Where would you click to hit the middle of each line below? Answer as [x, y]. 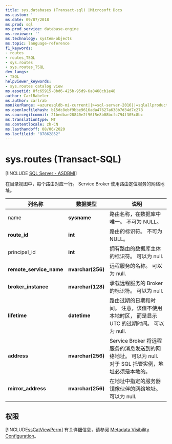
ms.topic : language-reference [38, 44]
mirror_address [27, 389]
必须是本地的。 [133, 372]
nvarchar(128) [87, 287]
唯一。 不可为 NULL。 [136, 222]
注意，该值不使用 [142, 308]
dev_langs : [17, 72]
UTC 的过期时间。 [131, 324]
